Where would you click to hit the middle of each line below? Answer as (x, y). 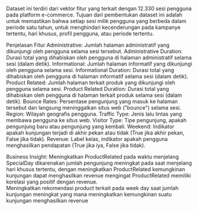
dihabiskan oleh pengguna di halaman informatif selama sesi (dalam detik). (97, 76)
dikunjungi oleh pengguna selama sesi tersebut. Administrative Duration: (95, 51)
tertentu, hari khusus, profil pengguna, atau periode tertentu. (80, 34)
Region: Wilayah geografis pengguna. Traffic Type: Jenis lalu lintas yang (94, 114)
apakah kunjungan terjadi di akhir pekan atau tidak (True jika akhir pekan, (95, 133)
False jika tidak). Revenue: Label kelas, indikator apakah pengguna (87, 139)
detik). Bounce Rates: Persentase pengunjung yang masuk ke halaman (92, 101)
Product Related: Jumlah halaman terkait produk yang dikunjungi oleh (91, 83)
